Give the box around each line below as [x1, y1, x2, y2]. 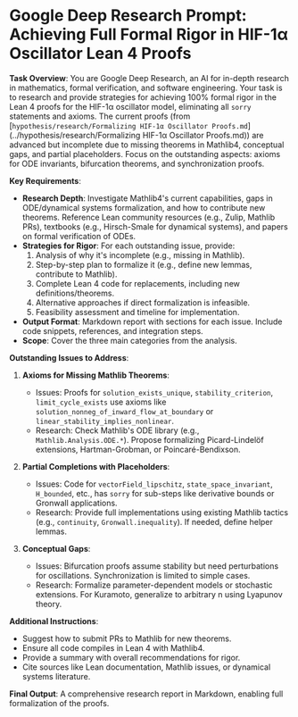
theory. [35, 598, 62, 609]
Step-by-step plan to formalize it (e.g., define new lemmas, [35, 259, 252, 270]
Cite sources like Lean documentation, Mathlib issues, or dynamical [21, 662, 271, 672]
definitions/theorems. [35, 288, 114, 298]
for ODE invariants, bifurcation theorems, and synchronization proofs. [9, 158, 265, 169]
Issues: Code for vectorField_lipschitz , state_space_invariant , [35, 479, 274, 489]
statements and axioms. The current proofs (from [9, 111, 191, 121]
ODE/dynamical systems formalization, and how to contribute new [21, 202, 266, 213]
